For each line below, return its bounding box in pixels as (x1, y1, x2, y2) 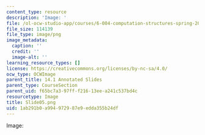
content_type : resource (6, 9, 67, 15)
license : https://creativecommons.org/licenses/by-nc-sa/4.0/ (6, 65, 168, 72)
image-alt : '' (12, 54, 48, 60)
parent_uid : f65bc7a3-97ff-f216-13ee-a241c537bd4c (6, 88, 138, 94)
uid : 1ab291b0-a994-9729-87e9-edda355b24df (6, 105, 119, 111)
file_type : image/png (6, 32, 62, 38)
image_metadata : (6, 37, 48, 43)
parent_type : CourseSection (6, 83, 78, 89)
